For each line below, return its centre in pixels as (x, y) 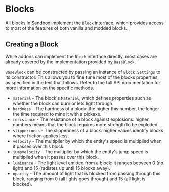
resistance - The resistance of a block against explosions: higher (81, 119)
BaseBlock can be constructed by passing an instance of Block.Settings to (83, 72)
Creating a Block (32, 44)
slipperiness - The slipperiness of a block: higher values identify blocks (88, 130)
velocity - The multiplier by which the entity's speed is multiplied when (87, 141)
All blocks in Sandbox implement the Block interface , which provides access (85, 23)
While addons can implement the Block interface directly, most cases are (81, 56)
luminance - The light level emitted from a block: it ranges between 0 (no (88, 163)
